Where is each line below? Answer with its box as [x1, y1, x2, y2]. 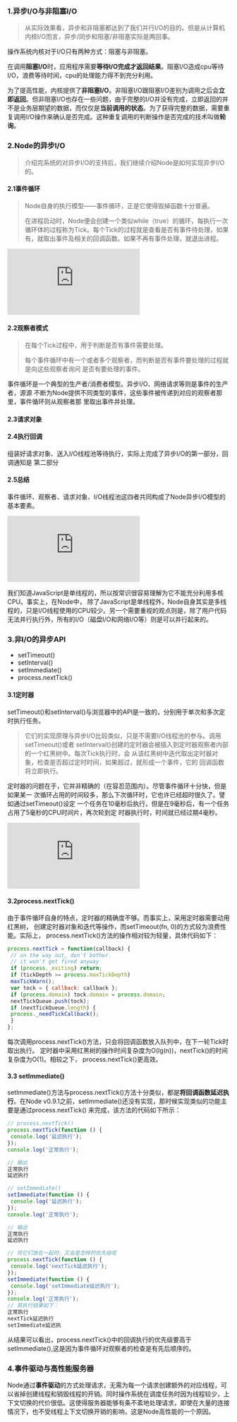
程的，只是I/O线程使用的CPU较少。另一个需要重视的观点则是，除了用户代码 [7, 607, 227, 614]
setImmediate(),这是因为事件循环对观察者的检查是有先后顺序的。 [7, 1344, 195, 1352]
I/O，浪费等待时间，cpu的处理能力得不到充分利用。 [7, 71, 157, 80]
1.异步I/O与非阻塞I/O [7, 6, 78, 16]
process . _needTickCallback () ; [10, 1011, 99, 1018]
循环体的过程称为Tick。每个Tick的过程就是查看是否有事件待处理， [24, 225, 217, 233]
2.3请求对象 [7, 415, 42, 423]
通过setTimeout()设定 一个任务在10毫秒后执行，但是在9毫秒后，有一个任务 [13, 799, 230, 808]
